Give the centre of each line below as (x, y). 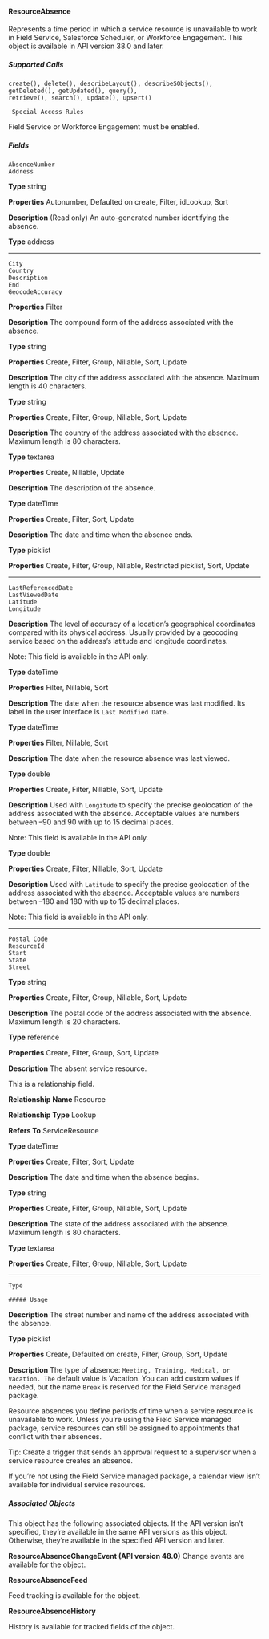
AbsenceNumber (32, 165)
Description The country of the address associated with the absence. (123, 433)
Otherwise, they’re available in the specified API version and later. (116, 1540)
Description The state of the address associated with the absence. (119, 1224)
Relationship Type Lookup (52, 1115)
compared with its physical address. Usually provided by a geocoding (123, 632)
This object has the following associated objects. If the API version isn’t (126, 1523)
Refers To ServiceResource (54, 1131)
